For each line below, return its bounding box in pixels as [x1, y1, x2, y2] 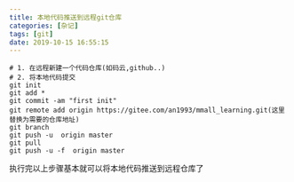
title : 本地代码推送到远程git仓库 [9, 12, 123, 22]
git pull [9, 138, 42, 147]
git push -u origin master [9, 131, 114, 140]
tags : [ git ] [9, 29, 53, 38]
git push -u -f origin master [9, 146, 125, 155]
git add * [9, 89, 46, 98]
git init [9, 81, 42, 90]
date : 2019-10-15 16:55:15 [9, 37, 109, 47]
